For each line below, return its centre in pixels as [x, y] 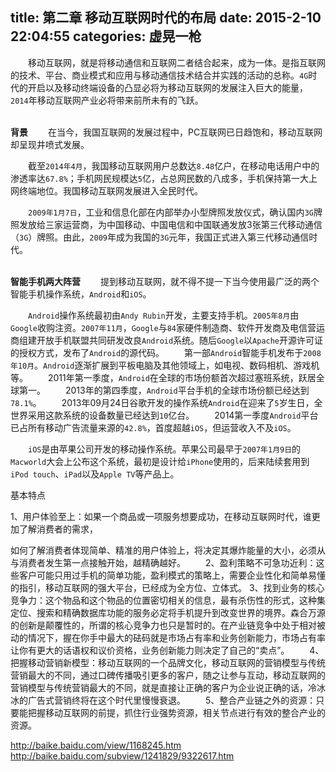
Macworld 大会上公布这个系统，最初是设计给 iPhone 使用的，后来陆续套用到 [160, 461]
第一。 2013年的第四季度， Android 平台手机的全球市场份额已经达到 [164, 390]
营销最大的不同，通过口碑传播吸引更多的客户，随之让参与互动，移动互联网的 [168, 675]
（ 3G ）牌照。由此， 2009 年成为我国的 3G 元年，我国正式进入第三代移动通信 [160, 237]
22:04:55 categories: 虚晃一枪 [106, 36]
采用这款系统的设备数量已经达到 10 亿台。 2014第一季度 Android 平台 [173, 415]
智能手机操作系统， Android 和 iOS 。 [81, 294]
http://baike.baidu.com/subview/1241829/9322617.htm [122, 755]
